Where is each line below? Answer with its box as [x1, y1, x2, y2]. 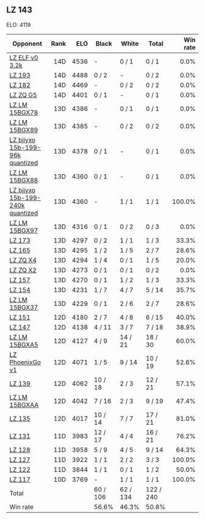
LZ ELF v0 [9, 53, 38, 62]
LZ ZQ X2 [9, 266, 37, 274]
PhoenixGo [9, 358, 41, 366]
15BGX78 [9, 108, 38, 116]
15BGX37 [9, 303, 38, 311]
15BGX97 [9, 226, 38, 235]
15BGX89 [9, 125, 38, 134]
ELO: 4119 [6, 21, 31, 28]
